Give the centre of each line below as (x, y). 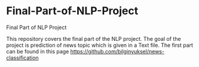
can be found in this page (38, 51)
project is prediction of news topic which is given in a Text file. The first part (99, 45)
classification (22, 58)
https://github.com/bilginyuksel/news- (117, 51)
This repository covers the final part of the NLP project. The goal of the (94, 39)
